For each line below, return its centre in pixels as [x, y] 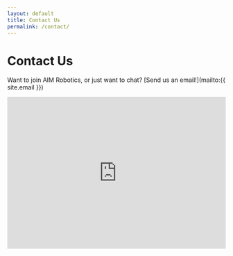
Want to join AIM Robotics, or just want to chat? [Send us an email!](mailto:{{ [116, 80]
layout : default [31, 14]
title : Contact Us [34, 20]
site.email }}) [25, 87]
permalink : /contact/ [38, 26]
